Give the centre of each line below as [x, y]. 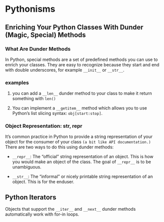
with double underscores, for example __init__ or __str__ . [65, 70]
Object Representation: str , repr [44, 126]
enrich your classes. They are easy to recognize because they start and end [82, 64]
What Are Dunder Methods [38, 49]
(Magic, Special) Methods [46, 35]
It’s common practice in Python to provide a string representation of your [79, 137]
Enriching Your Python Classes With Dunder [74, 27]
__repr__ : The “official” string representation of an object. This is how [83, 157]
